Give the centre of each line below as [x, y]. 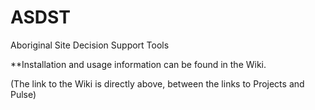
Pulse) [23, 94]
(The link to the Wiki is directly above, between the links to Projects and [157, 83]
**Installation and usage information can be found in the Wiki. [138, 64]
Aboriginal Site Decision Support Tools [90, 45]
